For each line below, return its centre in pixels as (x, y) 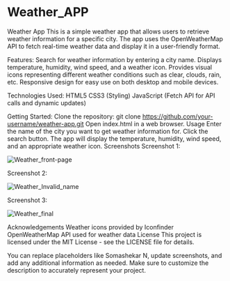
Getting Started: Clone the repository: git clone (74, 116)
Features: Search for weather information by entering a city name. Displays (115, 59)
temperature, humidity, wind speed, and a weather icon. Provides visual (110, 67)
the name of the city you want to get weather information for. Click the (108, 131)
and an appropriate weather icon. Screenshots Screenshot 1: (94, 146)
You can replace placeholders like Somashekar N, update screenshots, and (115, 255)
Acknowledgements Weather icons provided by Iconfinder (91, 227)
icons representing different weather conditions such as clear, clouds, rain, (114, 75)
